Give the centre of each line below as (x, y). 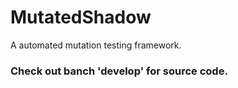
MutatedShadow (81, 17)
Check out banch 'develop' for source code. (119, 71)
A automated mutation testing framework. (96, 45)
